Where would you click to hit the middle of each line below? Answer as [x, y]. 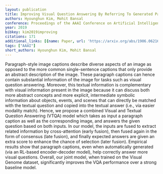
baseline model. [21, 167]
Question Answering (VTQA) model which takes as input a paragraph [74, 116]
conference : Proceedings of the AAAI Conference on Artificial [70, 23]
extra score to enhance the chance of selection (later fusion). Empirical [76, 141]
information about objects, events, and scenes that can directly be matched [81, 100]
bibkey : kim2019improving [31, 32]
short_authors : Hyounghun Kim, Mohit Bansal [51, 50]
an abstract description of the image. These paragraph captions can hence [80, 74]
